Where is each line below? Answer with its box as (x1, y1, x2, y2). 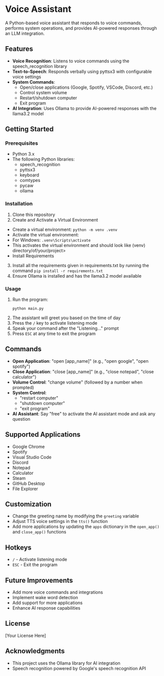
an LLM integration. (5, 30, 45, 36)
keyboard (19, 172, 40, 178)
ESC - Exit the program (12, 562, 58, 568)
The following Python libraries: (12, 156, 75, 162)
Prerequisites (5, 140, 38, 147)
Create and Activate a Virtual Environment (12, 217, 98, 223)
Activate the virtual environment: (12, 231, 79, 237)
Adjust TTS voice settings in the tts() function (12, 518, 108, 524)
